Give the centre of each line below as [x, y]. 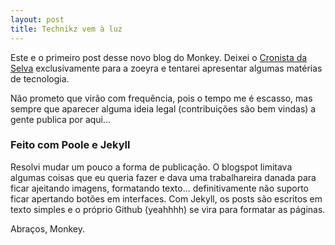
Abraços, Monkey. [47, 228]
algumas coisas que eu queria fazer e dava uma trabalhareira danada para [163, 177]
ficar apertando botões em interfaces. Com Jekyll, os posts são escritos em [166, 198]
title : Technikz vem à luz [66, 29]
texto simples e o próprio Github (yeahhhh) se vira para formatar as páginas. [168, 209]
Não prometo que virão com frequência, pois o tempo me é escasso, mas [161, 98]
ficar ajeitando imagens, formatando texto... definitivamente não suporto [159, 188]
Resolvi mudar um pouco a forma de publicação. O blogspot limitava [151, 167]
